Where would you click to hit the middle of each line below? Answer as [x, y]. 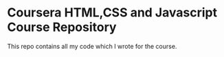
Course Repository [62, 27]
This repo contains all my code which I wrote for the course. [92, 46]
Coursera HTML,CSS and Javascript [112, 13]
